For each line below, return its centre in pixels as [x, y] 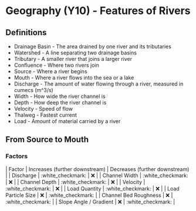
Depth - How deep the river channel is [60, 103]
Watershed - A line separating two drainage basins [75, 53]
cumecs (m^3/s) [33, 90]
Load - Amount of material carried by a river [67, 121]
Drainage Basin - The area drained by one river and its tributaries [92, 46]
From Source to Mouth [47, 140]
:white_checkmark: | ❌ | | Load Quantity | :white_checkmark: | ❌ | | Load [92, 188]
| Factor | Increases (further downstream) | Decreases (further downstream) [97, 169]
